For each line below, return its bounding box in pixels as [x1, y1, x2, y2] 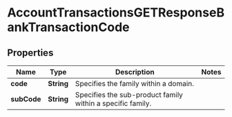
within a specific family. [75, 98, 152, 108]
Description [115, 67, 155, 76]
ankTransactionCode [7, 19, 130, 35]
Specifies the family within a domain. [75, 79, 195, 88]
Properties [7, 47, 54, 58]
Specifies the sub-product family [75, 90, 183, 99]
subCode [10, 94, 41, 104]
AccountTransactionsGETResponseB [7, 5, 225, 21]
